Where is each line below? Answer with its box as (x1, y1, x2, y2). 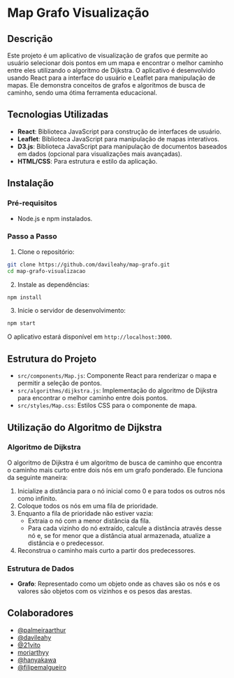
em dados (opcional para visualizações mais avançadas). (17, 149, 183, 158)
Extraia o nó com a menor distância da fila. (27, 516, 152, 525)
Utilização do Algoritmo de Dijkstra (7, 421, 162, 433)
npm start (7, 320, 36, 327)
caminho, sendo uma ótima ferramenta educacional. (7, 89, 158, 97)
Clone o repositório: (17, 247, 75, 256)
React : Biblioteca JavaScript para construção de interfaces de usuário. (17, 127, 222, 136)
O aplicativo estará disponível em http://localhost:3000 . (7, 332, 173, 341)
